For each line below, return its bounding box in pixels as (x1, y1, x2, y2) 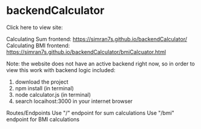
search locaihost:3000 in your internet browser (15, 98, 133, 105)
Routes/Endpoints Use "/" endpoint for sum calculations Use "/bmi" (6, 109, 174, 116)
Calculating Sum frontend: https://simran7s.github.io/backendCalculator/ (6, 35, 188, 42)
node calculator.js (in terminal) (15, 91, 91, 98)
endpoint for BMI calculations (6, 116, 80, 123)
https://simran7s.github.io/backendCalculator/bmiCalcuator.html (6, 48, 166, 55)
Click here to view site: (6, 24, 63, 31)
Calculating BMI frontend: (6, 42, 70, 49)
